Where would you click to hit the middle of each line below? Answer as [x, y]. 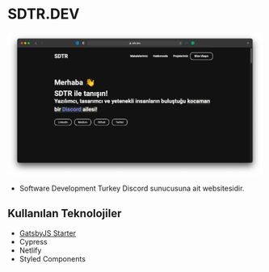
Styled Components [53, 258]
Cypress [33, 241]
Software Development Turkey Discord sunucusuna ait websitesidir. [132, 188]
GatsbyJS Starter [47, 233]
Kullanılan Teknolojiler [65, 213]
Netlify [30, 250]
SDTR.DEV [44, 14]
